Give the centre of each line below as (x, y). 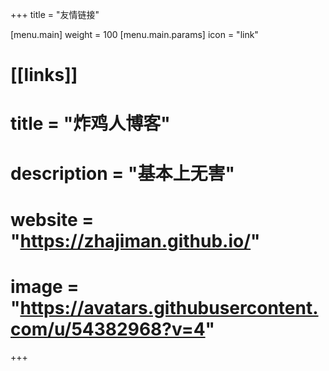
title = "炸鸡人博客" (90, 124)
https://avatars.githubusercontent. (169, 307)
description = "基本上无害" (122, 173)
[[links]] (44, 75)
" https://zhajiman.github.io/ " (135, 240)
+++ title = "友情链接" (55, 14)
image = (45, 286)
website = (52, 219)
